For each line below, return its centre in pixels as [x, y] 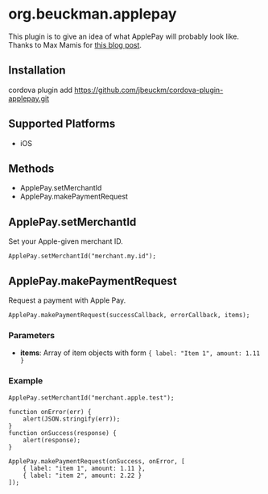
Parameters [31, 335]
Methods [31, 168]
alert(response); [52, 440]
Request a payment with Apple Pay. [67, 300]
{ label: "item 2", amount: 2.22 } [82, 475]
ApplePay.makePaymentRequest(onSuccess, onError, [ [97, 461]
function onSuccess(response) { [62, 433]
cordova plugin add [41, 90]
